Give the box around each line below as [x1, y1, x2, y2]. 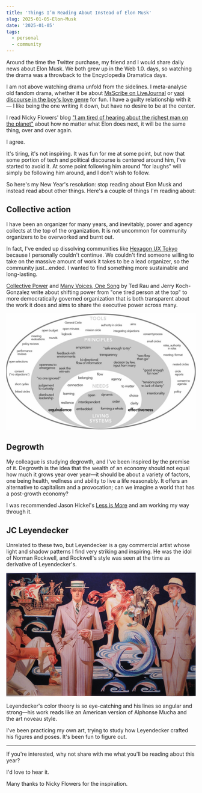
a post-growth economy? [6, 490, 69, 497]
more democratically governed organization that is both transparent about [6, 295, 189, 302]
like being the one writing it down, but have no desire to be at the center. [16, 102, 195, 109]
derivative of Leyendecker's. [6, 560, 77, 568]
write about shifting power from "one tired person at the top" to [31, 289, 188, 296]
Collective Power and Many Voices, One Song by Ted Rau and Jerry [6, 282, 174, 289]
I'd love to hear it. [6, 768, 49, 776]
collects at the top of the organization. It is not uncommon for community [6, 227, 188, 234]
